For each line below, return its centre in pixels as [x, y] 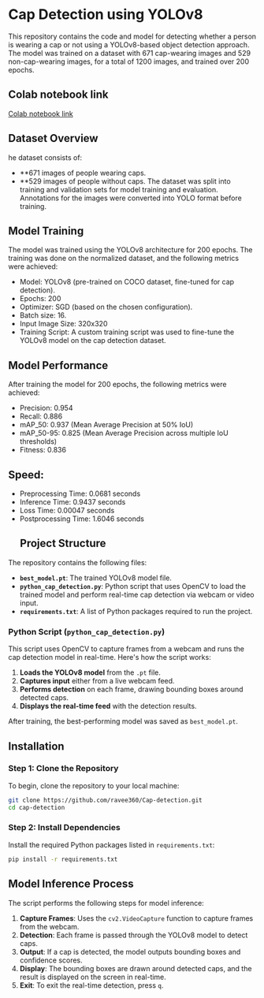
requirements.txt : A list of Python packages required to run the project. [136, 611]
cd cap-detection [37, 807]
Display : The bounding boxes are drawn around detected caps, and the [136, 968]
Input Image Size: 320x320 [63, 324]
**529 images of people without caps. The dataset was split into [125, 181]
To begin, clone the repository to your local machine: [94, 785]
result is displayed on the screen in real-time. [93, 977]
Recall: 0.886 [41, 416]
